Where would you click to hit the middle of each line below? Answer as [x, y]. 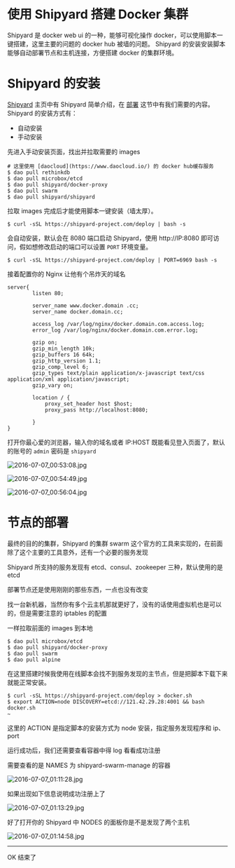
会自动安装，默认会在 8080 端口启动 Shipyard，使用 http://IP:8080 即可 [110, 238]
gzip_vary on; [53, 385]
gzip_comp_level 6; [61, 367]
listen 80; [48, 293]
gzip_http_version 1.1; [67, 361]
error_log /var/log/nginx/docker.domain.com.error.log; [115, 330]
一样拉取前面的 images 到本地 [50, 628]
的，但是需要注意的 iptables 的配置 [57, 613]
